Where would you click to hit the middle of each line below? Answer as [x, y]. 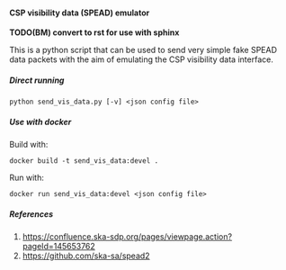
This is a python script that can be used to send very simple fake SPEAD [143, 50]
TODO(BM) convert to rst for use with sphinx [94, 32]
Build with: [29, 145]
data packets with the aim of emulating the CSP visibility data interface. [142, 59]
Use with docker [40, 121]
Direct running [37, 80]
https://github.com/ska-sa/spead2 [86, 256]
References [31, 214]
